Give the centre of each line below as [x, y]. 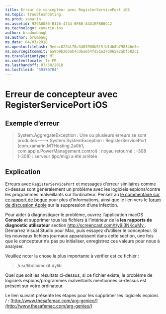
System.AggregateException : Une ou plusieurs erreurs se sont [82, 135]
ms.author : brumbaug [27, 38]
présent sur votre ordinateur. [34, 286]
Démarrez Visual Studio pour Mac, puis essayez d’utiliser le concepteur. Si [81, 230]
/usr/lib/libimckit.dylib [40, 265]
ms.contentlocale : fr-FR [31, 61]
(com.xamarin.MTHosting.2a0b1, [51, 146]
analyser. [14, 246]
